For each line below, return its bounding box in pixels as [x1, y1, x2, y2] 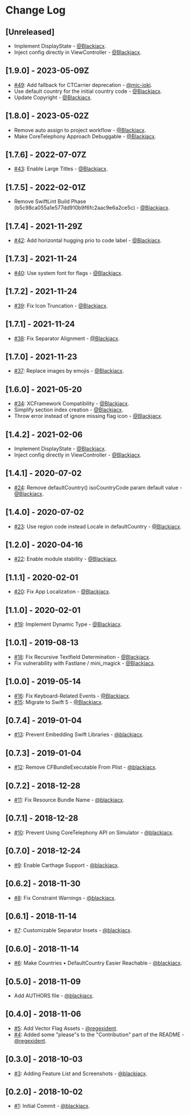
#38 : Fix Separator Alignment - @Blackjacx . [13, 334, 120, 341]
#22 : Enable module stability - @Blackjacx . [13, 555, 118, 562]
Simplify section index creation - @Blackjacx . [13, 406, 124, 413]
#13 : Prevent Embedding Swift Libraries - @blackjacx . [13, 731, 144, 738]
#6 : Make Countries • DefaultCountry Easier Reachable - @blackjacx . [13, 959, 182, 967]
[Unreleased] [5, 27, 55, 37]
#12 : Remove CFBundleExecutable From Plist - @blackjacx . [13, 764, 157, 771]
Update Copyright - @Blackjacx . [13, 93, 92, 101]
